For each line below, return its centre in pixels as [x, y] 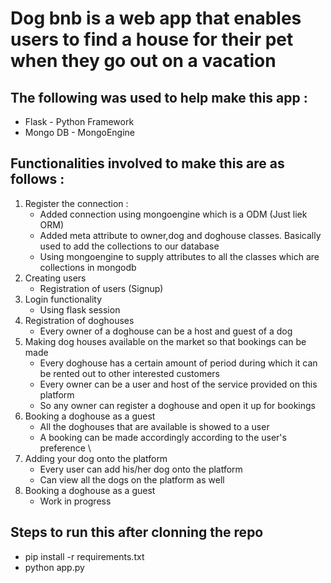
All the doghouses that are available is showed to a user [154, 426]
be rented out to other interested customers [130, 373]
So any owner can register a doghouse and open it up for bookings [177, 405]
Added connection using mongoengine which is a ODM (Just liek [173, 214]
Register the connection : [76, 203]
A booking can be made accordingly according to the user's [163, 437]
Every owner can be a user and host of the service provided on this [178, 384]
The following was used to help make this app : [159, 97]
